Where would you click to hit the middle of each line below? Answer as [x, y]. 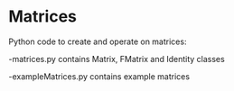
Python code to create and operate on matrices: [98, 41]
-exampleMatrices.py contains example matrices [99, 76]
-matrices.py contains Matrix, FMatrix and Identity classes [117, 59]
